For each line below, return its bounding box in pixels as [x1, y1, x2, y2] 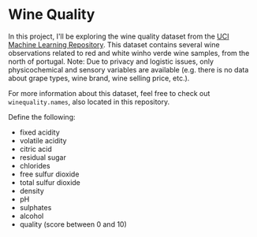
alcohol [19, 211, 44, 220]
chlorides [19, 161, 50, 170]
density [19, 186, 45, 195]
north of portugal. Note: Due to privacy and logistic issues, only [8, 57, 214, 66]
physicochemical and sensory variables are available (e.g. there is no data [8, 65, 249, 74]
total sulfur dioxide [19, 177, 81, 187]
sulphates [19, 202, 52, 212]
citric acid [19, 144, 53, 154]
